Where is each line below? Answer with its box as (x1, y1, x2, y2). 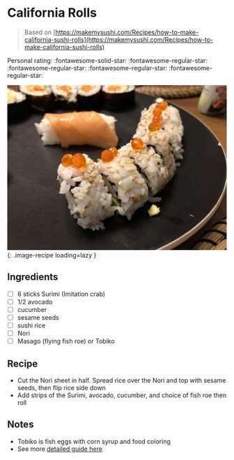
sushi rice (17, 321, 46, 329)
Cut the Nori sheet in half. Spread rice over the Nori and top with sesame (17, 376, 226, 385)
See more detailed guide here (17, 445, 103, 453)
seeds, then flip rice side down (17, 384, 106, 392)
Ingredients (7, 271, 58, 283)
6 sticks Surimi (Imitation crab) (17, 290, 106, 298)
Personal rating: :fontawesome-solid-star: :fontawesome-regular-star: (7, 56, 208, 64)
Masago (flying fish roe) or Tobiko (17, 337, 115, 346)
